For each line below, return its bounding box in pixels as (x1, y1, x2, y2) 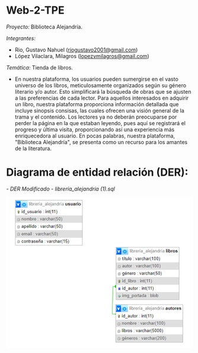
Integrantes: (6, 34, 36, 42)
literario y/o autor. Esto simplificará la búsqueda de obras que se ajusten (14, 88, 191, 95)
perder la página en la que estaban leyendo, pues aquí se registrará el (14, 119, 186, 126)
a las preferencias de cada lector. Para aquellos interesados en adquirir (14, 94, 189, 101)
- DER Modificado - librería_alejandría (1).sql (6, 185, 116, 192)
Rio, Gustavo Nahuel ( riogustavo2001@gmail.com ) (14, 46, 138, 53)
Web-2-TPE (6, 4, 65, 17)
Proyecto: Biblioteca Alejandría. (6, 23, 83, 30)
